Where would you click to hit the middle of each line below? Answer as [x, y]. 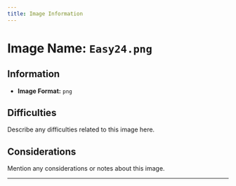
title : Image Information [45, 14]
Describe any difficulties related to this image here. [81, 129]
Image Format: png [45, 91]
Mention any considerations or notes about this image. [86, 169]
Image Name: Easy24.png [80, 48]
